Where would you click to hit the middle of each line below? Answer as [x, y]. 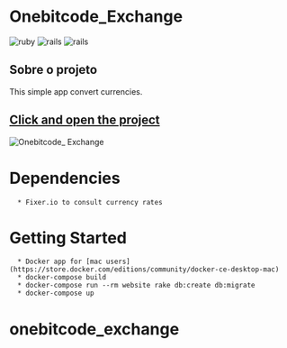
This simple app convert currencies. [76, 91]
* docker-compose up [56, 293]
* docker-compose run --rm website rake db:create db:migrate [136, 286]
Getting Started [68, 238]
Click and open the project [85, 120]
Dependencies [65, 178]
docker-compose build [66, 278]
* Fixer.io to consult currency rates [90, 202]
